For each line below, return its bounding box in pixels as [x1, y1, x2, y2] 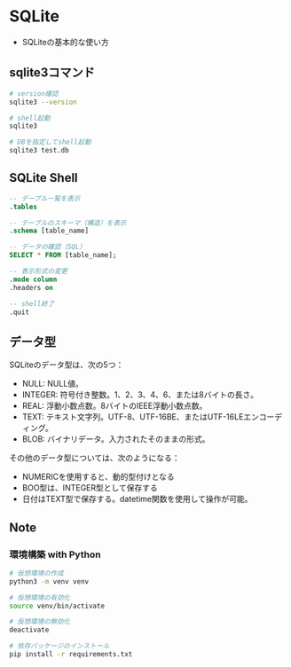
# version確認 [9, 89, 59, 98]
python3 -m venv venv [9, 577, 90, 586]
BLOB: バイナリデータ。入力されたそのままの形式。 [21, 434, 210, 444]
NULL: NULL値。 [21, 379, 84, 389]
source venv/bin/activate [9, 601, 105, 610]
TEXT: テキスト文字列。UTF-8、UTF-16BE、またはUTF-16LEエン [21, 412, 260, 422]
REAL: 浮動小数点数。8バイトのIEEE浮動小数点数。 [21, 401, 208, 412]
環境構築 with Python [9, 548, 101, 561]
